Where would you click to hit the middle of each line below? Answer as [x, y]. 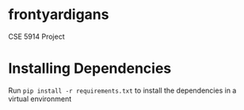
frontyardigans [59, 15]
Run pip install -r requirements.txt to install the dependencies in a [122, 90]
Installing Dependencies [90, 68]
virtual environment [40, 99]
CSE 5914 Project [36, 36]
